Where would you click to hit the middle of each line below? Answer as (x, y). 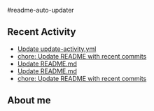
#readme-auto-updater (41, 10)
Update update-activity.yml (57, 49)
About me (29, 101)
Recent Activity (42, 32)
